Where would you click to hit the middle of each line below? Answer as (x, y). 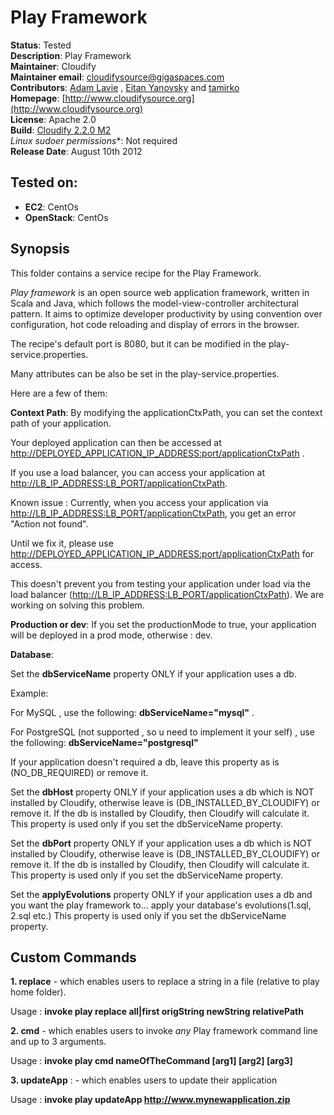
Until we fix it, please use (62, 543)
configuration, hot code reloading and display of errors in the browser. (155, 324)
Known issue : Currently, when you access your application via (139, 502)
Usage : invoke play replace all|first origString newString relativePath (157, 1012)
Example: (29, 693)
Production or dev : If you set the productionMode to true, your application (163, 624)
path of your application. (61, 423)
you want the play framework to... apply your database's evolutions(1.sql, (161, 905)
